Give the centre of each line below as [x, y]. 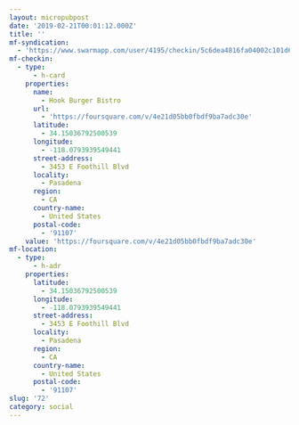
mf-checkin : [31, 59]
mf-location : [33, 249]
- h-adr [47, 266]
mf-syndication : [39, 42]
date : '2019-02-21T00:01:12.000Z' [73, 26]
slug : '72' [29, 399]
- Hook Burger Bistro [81, 100]
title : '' [28, 34]
